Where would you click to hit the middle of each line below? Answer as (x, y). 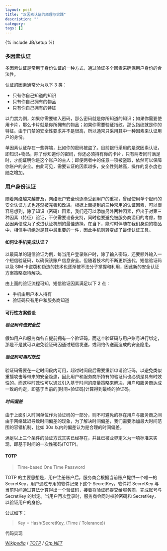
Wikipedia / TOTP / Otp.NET (34, 543)
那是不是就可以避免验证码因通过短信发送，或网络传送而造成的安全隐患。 (79, 345)
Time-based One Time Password (51, 467)
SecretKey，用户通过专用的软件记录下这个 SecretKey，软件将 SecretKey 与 (82, 483)
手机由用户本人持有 (32, 294)
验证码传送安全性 (23, 325)
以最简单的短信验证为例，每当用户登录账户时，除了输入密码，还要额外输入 (81, 254)
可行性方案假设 (20, 312)
